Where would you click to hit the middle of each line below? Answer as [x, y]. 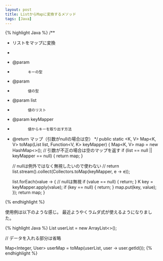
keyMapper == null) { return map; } [48, 156]
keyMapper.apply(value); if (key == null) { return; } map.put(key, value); [84, 187]
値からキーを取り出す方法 [50, 129]
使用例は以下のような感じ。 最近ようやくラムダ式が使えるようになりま [77, 212]
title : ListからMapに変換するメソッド [41, 14]
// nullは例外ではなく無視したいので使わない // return [66, 166]
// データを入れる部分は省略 [33, 238]
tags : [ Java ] [18, 19]
